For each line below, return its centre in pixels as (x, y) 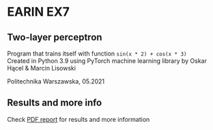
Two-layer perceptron (55, 37)
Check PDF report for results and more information (79, 119)
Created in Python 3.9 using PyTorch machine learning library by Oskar (107, 61)
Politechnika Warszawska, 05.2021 (56, 81)
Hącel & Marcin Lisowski (42, 68)
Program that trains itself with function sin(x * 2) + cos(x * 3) (97, 53)
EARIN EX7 (39, 12)
